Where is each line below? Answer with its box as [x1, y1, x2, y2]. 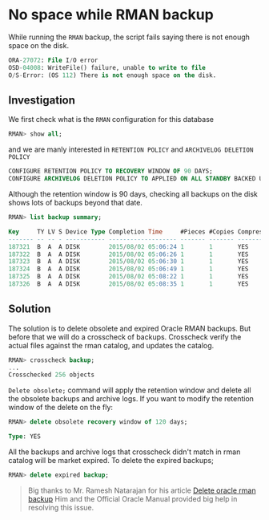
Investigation [8, 93, 76, 107]
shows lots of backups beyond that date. [8, 198, 143, 207]
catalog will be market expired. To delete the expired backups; [8, 456, 214, 465]
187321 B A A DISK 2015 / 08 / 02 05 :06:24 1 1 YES [8, 242, 249, 250]
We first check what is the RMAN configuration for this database [8, 115, 215, 124]
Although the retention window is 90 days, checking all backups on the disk [8, 189, 258, 198]
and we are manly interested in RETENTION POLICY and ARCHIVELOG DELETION [8, 144, 254, 154]
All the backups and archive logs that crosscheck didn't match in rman [8, 447, 241, 457]
